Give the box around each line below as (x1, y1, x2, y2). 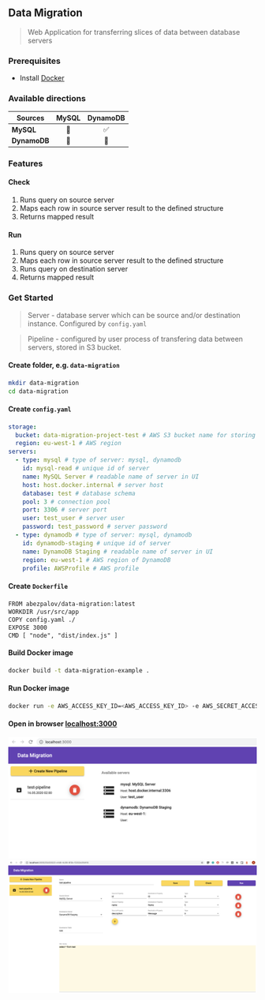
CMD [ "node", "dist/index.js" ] (8, 631, 118, 639)
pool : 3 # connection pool (22, 497, 111, 506)
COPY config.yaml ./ (8, 616, 77, 624)
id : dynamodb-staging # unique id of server (22, 539, 171, 547)
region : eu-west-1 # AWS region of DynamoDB (22, 556, 171, 564)
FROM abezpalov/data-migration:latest (8, 600, 136, 608)
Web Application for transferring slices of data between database (27, 27, 241, 36)
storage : (8, 422, 37, 431)
